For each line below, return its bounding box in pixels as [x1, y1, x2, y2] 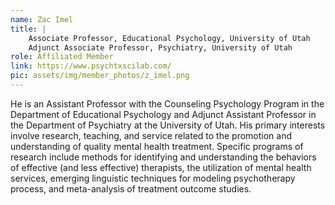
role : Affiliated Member [10, 52, 114, 62]
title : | [10, 24, 47, 34]
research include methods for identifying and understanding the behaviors [10, 151, 317, 163]
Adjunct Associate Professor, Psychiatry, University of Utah [28, 42, 293, 53]
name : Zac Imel [10, 14, 74, 25]
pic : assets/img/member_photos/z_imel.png [10, 71, 190, 81]
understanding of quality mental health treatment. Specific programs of [10, 140, 304, 152]
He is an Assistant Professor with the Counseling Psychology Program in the [10, 97, 325, 110]
